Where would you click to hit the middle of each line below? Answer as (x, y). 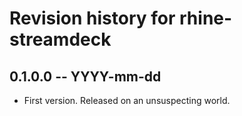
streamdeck (60, 39)
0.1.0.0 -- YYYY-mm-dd (85, 76)
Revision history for (92, 18)
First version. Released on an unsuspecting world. (127, 100)
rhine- (206, 18)
